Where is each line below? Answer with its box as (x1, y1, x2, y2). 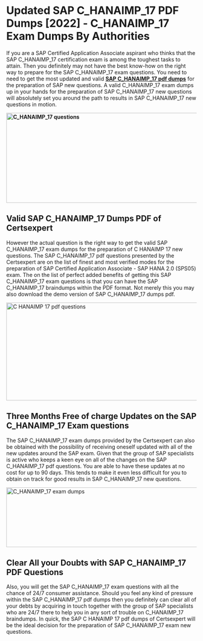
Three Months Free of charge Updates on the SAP (6, 411, 197, 421)
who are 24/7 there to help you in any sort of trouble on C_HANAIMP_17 (6, 609, 184, 616)
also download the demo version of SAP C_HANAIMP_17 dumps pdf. (6, 290, 175, 298)
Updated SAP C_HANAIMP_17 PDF (6, 4, 179, 18)
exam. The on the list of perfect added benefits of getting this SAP (6, 271, 172, 278)
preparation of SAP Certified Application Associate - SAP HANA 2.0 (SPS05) (6, 264, 196, 272)
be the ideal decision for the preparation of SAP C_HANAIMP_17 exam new (6, 622, 192, 629)
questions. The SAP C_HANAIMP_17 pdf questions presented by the (6, 252, 175, 259)
